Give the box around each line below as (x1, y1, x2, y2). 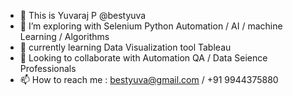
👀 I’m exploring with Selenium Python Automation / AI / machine (19, 20, 283, 32)
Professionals (19, 63, 77, 74)
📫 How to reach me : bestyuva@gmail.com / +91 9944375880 (19, 74, 279, 85)
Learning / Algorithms (19, 31, 110, 42)
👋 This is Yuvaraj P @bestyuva (19, 10, 147, 21)
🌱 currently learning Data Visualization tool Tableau (19, 41, 232, 53)
